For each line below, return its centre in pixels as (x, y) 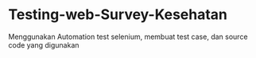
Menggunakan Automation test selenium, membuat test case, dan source (128, 37)
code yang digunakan (44, 44)
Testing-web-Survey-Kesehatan (118, 15)
